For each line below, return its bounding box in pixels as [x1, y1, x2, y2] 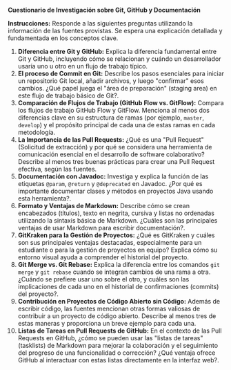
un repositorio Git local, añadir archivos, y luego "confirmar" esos [17, 77, 204, 85]
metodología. [17, 128, 56, 136]
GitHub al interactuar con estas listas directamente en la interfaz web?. [17, 356, 219, 364]
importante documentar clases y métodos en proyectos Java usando [17, 187, 214, 195]
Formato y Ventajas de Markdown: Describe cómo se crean [17, 202, 190, 210]
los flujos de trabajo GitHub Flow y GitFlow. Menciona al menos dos [17, 107, 210, 114]
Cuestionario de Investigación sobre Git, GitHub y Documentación [8, 6, 201, 14]
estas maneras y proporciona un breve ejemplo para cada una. [17, 320, 197, 327]
